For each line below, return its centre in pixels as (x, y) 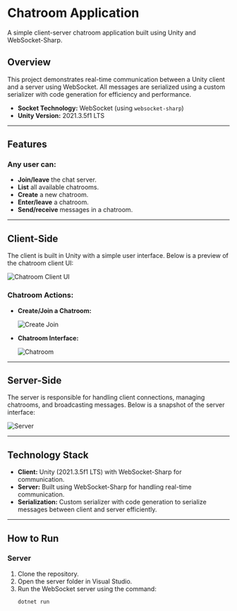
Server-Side (35, 380)
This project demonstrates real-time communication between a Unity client (116, 79)
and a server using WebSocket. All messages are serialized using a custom (116, 87)
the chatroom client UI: (41, 263)
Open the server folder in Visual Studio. (75, 581)
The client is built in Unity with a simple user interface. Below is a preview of (118, 256)
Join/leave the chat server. (57, 180)
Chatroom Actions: (41, 295)
